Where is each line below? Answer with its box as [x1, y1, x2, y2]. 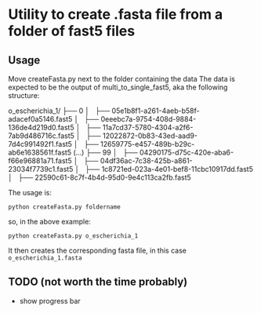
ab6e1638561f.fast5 [8, 147, 72, 157]
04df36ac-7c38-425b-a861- [100, 156, 194, 166]
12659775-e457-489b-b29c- [100, 140, 195, 148]
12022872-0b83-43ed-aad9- [102, 131, 198, 140]
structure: [8, 91, 40, 100]
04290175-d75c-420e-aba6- [140, 147, 234, 157]
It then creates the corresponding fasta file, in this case [8, 246, 187, 255]
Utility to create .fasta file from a [8, 5, 223, 24]
